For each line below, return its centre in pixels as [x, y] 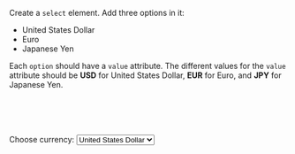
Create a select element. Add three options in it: [97, 13]
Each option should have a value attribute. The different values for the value [147, 66]
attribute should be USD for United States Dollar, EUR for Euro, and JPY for [146, 75]
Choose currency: [42, 139]
